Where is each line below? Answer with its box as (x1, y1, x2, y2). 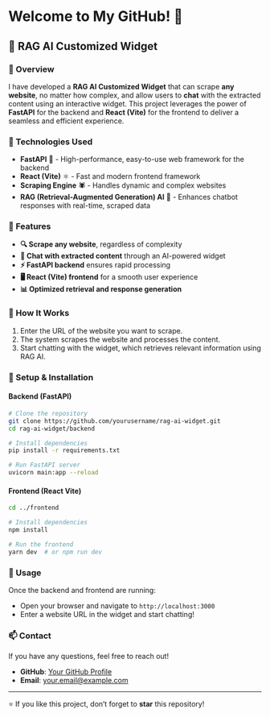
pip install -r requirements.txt (8, 446, 121, 454)
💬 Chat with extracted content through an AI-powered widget (19, 251, 227, 261)
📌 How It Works (8, 308, 70, 319)
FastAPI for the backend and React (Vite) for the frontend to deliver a (8, 107, 239, 117)
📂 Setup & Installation (8, 371, 94, 383)
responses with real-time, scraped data (19, 201, 151, 210)
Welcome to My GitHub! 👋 (8, 7, 183, 26)
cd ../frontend (8, 504, 59, 512)
